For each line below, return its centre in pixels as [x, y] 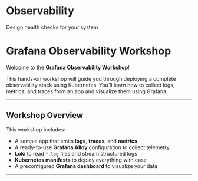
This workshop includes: [36, 129]
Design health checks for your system [52, 27]
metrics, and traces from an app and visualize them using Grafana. [87, 91]
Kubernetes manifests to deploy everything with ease [81, 160]
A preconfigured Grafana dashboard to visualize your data [86, 166]
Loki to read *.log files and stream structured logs [76, 153]
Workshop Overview [45, 115]
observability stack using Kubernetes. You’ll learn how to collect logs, [90, 85]
